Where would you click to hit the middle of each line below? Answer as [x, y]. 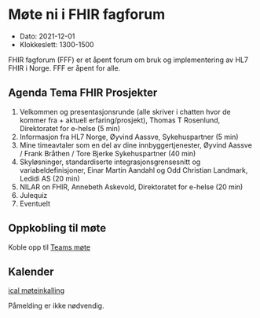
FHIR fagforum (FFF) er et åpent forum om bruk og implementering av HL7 [128, 60]
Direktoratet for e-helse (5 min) [70, 128]
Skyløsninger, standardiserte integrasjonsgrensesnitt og [110, 162]
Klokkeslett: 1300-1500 [57, 44]
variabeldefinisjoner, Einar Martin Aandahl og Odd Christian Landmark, [134, 170]
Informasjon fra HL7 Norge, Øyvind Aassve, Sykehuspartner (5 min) [129, 137]
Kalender [31, 271]
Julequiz [33, 195]
